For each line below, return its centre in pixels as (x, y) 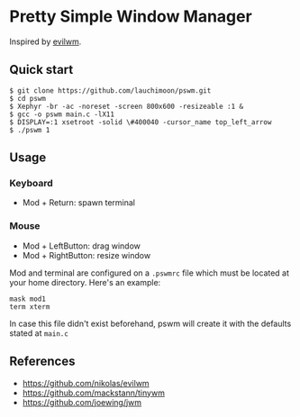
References (42, 362)
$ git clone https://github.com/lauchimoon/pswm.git (110, 91)
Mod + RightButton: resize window (86, 255)
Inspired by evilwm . (45, 41)
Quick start (41, 70)
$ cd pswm (28, 98)
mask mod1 (28, 299)
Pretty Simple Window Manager (131, 17)
